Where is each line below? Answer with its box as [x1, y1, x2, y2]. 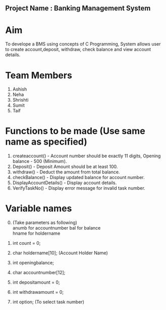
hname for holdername [12, 230, 61, 237]
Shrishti [12, 97, 29, 103]
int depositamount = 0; [12, 279, 60, 285]
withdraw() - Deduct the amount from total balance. [12, 169, 120, 175]
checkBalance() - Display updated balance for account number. [12, 174, 145, 181]
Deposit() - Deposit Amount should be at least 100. [12, 164, 118, 170]
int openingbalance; [12, 260, 54, 266]
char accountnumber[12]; [12, 270, 66, 276]
